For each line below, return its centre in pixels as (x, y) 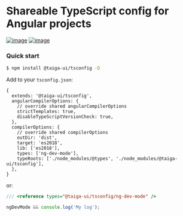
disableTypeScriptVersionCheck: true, (65, 117)
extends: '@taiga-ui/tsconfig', (52, 96)
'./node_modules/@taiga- (147, 159)
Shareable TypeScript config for (88, 11)
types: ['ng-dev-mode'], (48, 154)
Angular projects (49, 24)
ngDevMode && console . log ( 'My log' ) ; (53, 207)
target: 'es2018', (40, 143)
